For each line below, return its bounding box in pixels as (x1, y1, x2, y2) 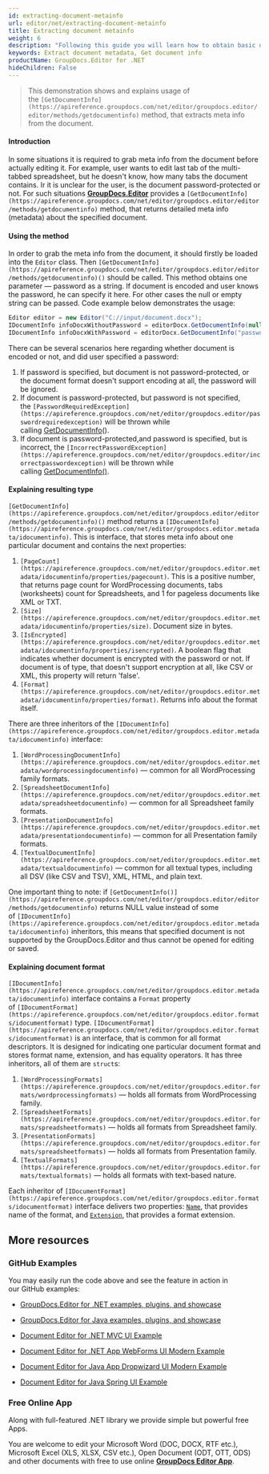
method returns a (106, 516, 164, 526)
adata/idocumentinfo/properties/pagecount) (19, 573, 168, 581)
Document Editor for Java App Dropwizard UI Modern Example (19, 1361, 227, 1371)
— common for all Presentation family (133, 830, 258, 840)
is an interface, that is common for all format (74, 1033, 222, 1043)
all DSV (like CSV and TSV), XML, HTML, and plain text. (19, 871, 203, 881)
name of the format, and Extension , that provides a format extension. (8, 1210, 235, 1220)
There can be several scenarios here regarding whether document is (8, 343, 235, 352)
